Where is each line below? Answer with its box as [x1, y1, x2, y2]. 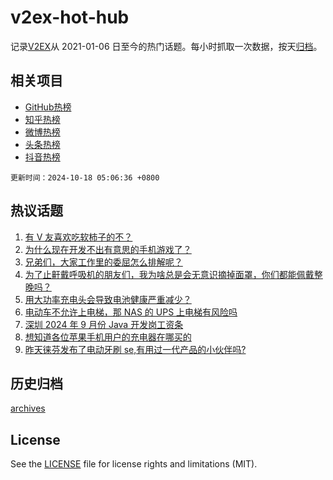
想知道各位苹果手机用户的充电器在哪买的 [24, 331, 192, 343]
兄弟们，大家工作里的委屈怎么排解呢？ [24, 256, 183, 268]
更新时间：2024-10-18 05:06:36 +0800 [10, 172, 160, 183]
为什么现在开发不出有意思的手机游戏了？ [24, 243, 192, 255]
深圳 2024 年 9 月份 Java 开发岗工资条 [24, 318, 184, 330]
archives [10, 402, 46, 415]
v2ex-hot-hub [10, 6, 130, 29]
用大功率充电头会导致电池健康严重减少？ [24, 293, 192, 305]
